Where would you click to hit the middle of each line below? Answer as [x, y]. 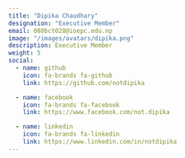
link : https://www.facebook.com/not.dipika [97, 112]
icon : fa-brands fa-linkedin [71, 134]
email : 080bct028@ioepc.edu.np [60, 30]
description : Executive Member [60, 46]
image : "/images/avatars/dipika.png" [71, 38]
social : [21, 61]
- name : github [41, 68]
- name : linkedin [44, 127]
